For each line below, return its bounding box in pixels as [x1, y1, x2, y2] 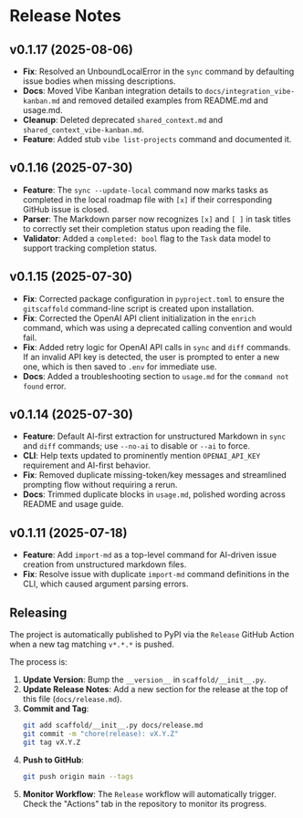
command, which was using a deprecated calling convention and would [22, 322, 293, 333]
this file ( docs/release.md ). [22, 694, 123, 705]
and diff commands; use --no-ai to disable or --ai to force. [22, 440, 251, 451]
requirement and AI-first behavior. [22, 460, 151, 471]
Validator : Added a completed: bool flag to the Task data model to [22, 233, 271, 243]
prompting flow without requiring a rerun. [22, 480, 178, 491]
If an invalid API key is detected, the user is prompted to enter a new [22, 351, 280, 362]
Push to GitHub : [22, 754, 84, 765]
